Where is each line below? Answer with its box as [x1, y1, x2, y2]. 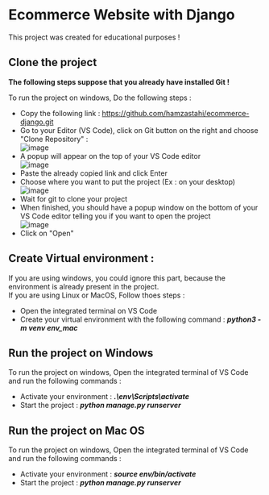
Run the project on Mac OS [8, 423, 145, 437]
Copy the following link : [19, 108, 101, 118]
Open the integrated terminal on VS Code [19, 306, 158, 315]
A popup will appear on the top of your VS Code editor [19, 151, 201, 160]
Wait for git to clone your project [19, 193, 128, 203]
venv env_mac [27, 322, 78, 332]
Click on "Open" [19, 228, 74, 238]
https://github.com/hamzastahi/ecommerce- [101, 108, 250, 118]
